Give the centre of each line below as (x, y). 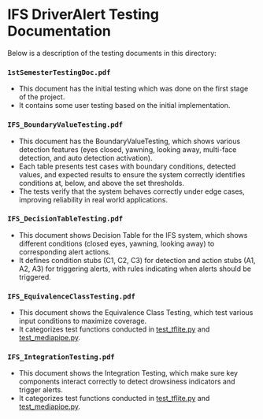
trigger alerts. (41, 390)
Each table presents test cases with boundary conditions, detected (127, 166)
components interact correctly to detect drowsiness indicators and (127, 382)
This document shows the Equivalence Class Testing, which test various (136, 313)
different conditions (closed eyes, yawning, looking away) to (117, 243)
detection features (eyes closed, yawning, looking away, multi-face (128, 149)
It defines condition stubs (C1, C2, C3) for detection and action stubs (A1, (137, 260)
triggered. (35, 276)
